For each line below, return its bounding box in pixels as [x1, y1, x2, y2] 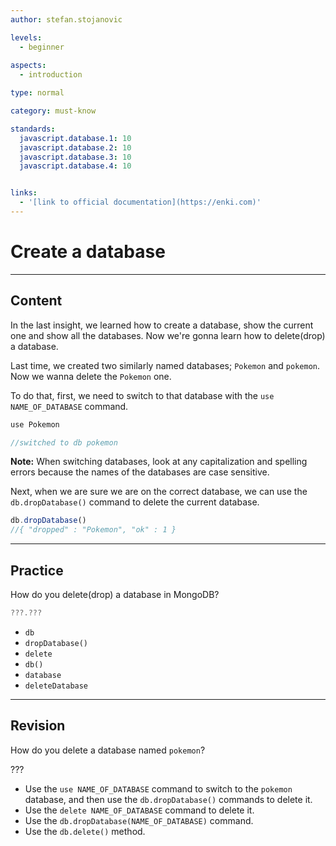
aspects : [10, 61, 47, 71]
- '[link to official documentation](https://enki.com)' [19, 197, 262, 208]
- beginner [19, 42, 65, 52]
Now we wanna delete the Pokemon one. [10, 370, 172, 382]
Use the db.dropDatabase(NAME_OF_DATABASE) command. [24, 814, 254, 826]
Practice [10, 562, 64, 579]
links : [10, 188, 38, 198]
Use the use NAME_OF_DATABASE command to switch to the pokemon [24, 782, 293, 795]
